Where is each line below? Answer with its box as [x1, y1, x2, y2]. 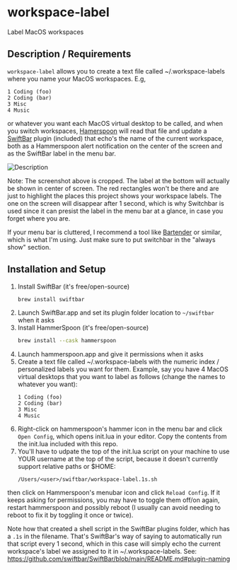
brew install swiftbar [17, 296, 85, 303]
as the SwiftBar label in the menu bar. [7, 149, 117, 158]
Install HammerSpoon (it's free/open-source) [17, 323, 149, 332]
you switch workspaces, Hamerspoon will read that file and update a [7, 127, 207, 135]
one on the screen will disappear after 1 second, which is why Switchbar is [7, 199, 224, 207]
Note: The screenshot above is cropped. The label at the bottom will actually [7, 176, 230, 185]
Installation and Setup [7, 263, 106, 276]
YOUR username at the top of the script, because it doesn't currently [17, 455, 219, 463]
